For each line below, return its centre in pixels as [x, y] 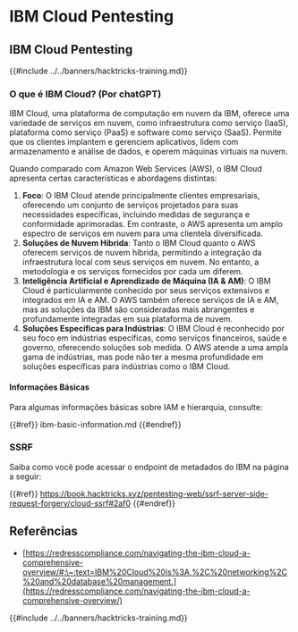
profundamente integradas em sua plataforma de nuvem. [128, 319]
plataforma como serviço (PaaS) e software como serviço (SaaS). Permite [145, 132]
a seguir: [26, 476]
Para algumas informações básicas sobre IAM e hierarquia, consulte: [136, 407]
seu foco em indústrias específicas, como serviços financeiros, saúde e [155, 338]
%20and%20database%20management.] [99, 581]
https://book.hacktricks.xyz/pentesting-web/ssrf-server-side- [154, 493]
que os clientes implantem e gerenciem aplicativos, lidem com [124, 142]
